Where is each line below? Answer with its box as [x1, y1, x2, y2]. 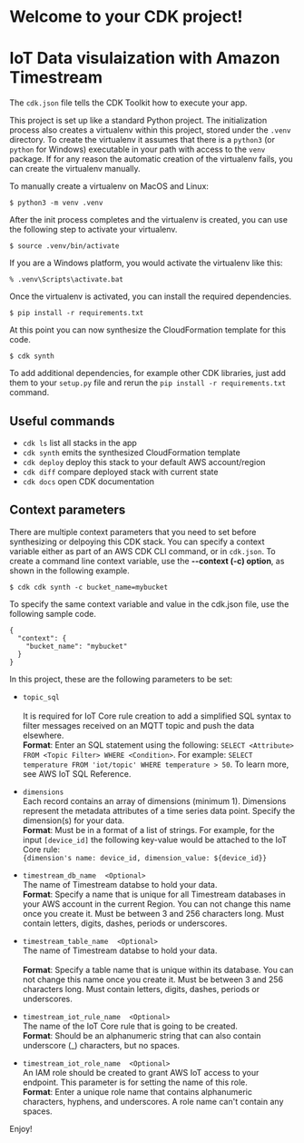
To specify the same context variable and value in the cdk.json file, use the [9, 598, 289, 610]
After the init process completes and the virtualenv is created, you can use [9, 214, 289, 225]
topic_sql [22, 692, 61, 701]
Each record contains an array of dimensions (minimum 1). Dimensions [22, 795, 287, 806]
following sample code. [9, 608, 97, 619]
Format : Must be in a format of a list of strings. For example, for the [22, 824, 275, 835]
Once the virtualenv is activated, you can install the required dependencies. [9, 291, 292, 302]
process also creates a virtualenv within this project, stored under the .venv [9, 124, 291, 135]
